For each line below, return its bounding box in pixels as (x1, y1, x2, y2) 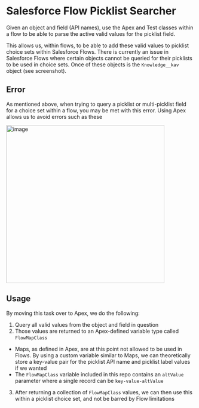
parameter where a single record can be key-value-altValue (14, 377, 164, 384)
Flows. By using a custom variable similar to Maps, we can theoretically (14, 351, 191, 359)
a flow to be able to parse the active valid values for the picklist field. (6, 30, 176, 37)
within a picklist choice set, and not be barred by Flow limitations (14, 395, 175, 402)
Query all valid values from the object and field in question (14, 321, 159, 328)
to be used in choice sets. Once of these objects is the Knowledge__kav (6, 61, 179, 68)
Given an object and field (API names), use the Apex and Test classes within (6, 24, 194, 31)
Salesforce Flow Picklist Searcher (6, 4, 176, 18)
